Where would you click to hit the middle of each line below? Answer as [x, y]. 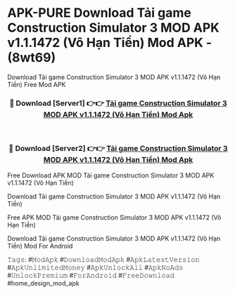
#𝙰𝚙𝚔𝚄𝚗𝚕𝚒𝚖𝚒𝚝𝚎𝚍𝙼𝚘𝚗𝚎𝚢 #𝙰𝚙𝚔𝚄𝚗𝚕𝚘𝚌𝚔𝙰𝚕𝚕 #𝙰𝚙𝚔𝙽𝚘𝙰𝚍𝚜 [95, 267]
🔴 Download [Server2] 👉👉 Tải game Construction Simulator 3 [118, 149]
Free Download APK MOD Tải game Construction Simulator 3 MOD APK [111, 175]
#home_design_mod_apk [43, 283]
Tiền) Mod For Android [40, 246]
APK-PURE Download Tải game [99, 13]
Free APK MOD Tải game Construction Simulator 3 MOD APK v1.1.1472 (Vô [114, 217]
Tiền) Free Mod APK [37, 84]
